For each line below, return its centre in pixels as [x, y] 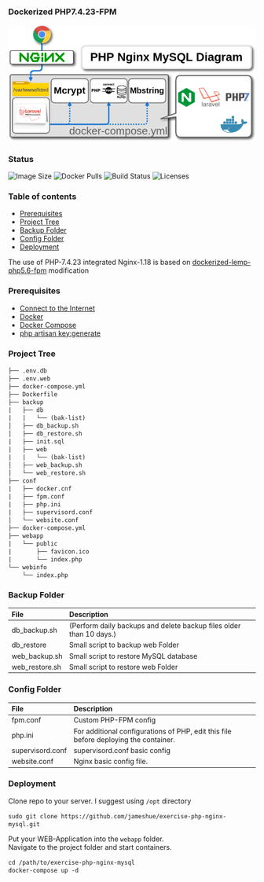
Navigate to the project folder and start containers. [90, 847]
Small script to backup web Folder [124, 645]
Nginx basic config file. [110, 762]
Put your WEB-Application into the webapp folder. [86, 839]
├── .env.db [27, 371]
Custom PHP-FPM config [115, 720]
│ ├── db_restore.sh [45, 434]
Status [21, 159]
